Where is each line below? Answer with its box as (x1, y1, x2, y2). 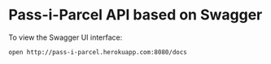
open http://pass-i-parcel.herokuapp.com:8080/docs (8, 48, 187, 56)
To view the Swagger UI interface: (8, 32, 123, 42)
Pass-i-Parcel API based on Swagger (8, 6, 263, 24)
